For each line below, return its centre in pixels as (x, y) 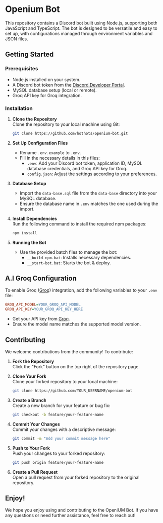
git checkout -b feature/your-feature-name (58, 415)
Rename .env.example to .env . (50, 152)
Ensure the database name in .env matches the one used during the (89, 204)
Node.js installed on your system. (46, 79)
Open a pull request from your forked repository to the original (76, 477)
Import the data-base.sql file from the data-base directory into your (88, 193)
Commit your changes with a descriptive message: (64, 429)
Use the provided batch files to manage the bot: (68, 252)
